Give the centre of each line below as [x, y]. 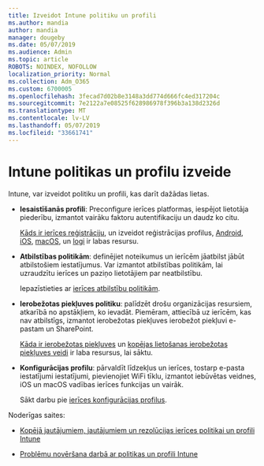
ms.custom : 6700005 [40, 89]
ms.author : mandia [38, 23]
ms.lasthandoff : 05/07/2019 [54, 125]
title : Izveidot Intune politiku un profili [82, 15]
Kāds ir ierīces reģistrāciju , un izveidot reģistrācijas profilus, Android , [132, 233]
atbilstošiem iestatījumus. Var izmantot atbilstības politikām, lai [121, 264]
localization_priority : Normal [59, 74]
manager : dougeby [37, 37]
